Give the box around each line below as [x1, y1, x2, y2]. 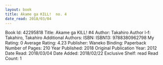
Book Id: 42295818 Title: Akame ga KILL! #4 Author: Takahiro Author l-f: [5, 30, 151, 36]
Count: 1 [5, 56, 22, 62]
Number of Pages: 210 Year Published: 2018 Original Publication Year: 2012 [5, 45, 157, 51]
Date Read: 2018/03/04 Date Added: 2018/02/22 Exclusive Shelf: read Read [5, 50, 159, 56]
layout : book [5, 7, 32, 12]
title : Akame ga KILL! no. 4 [5, 12, 67, 17]
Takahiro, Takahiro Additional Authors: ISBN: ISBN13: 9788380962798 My [5, 35, 155, 41]
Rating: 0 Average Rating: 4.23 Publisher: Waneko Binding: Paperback [5, 40, 146, 46]
